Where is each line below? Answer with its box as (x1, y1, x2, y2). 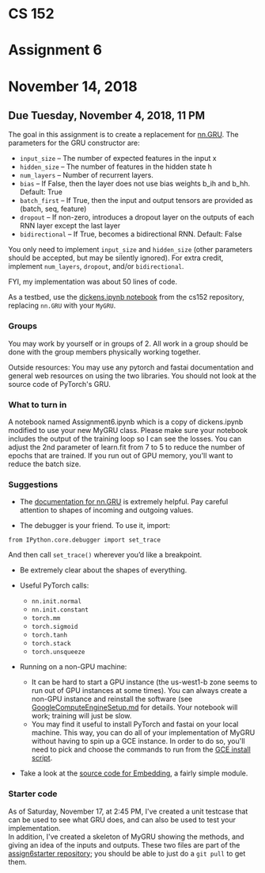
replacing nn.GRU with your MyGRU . (8, 301, 116, 310)
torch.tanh (31, 631, 68, 639)
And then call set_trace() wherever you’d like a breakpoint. (8, 550, 203, 560)
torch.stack (31, 640, 71, 648)
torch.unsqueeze (31, 648, 85, 657)
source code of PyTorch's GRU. (8, 379, 111, 389)
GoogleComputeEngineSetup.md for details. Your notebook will (31, 703, 238, 712)
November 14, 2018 (8, 77, 138, 95)
